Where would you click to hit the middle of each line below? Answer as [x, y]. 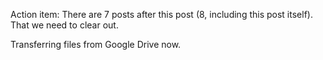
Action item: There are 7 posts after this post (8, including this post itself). [161, 14]
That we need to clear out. [64, 25]
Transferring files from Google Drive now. [96, 44]
